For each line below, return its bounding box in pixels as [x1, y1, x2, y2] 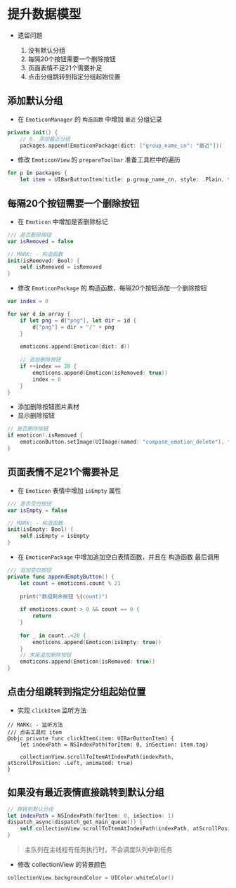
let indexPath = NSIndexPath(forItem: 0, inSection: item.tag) [20, 741, 209, 748]
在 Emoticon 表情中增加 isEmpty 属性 [17, 486, 122, 494]
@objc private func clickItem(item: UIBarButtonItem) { [7, 735, 174, 742]
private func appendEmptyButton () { [7, 573, 114, 580]
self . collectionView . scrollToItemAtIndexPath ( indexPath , [20, 825, 190, 832]
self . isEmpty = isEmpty [20, 532, 90, 540]
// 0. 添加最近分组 [20, 135, 70, 143]
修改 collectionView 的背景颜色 [17, 861, 107, 868]
